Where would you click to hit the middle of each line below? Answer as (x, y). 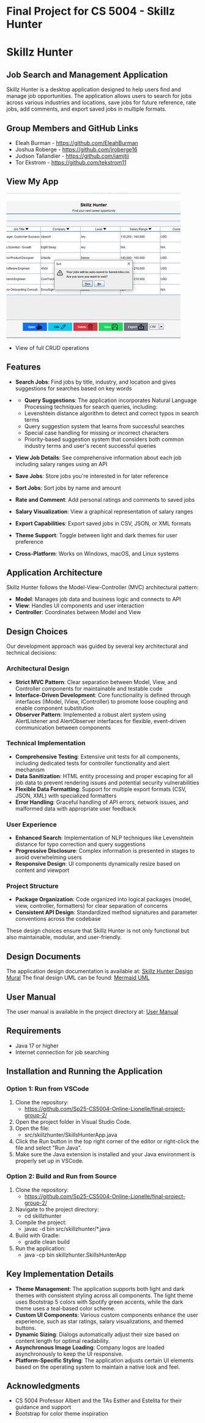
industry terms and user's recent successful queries (90, 445)
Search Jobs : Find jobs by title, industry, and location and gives (95, 382)
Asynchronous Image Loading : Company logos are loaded (90, 1347)
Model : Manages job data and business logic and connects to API (98, 599)
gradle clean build (47, 1242)
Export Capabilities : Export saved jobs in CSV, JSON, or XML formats (103, 523)
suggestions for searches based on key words (73, 388)
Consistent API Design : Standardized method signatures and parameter (106, 912)
